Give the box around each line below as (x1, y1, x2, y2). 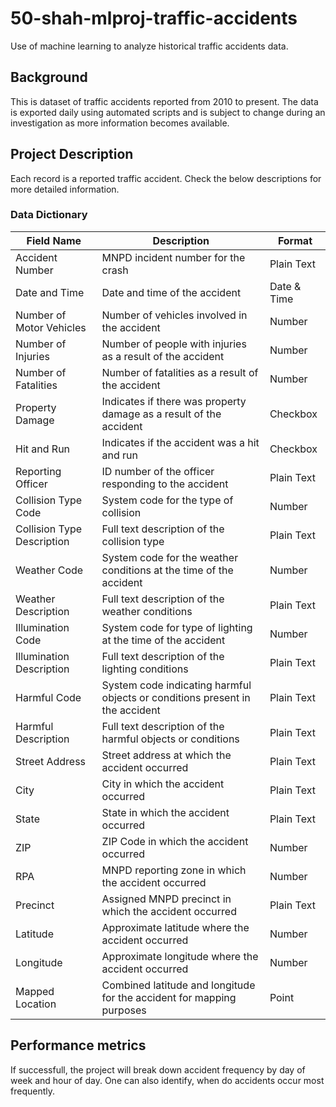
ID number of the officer (101, 464, 215, 478)
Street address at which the (101, 748, 232, 762)
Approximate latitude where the (101, 920, 250, 934)
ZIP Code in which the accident (101, 834, 249, 848)
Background (10, 69, 88, 86)
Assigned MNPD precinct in (101, 892, 232, 906)
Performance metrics (10, 1037, 147, 1054)
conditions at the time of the (101, 563, 234, 577)
